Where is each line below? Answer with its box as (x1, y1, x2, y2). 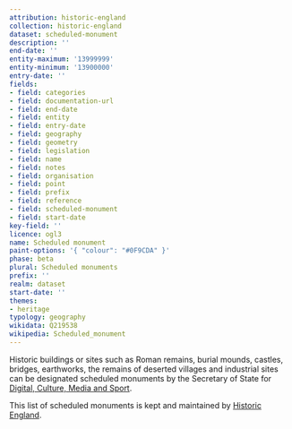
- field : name (9, 154, 63, 164)
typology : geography (9, 313, 87, 322)
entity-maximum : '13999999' (9, 55, 115, 64)
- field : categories (9, 88, 87, 97)
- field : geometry (9, 138, 78, 147)
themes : (9, 296, 39, 305)
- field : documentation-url (9, 96, 115, 106)
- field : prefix (9, 188, 70, 197)
